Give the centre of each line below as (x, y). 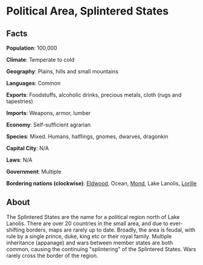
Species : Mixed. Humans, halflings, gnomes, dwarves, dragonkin (87, 136)
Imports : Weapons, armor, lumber (49, 113)
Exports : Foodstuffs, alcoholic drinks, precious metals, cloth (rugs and (94, 95)
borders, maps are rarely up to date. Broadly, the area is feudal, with (111, 230)
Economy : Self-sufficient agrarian (49, 125)
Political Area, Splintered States (88, 11)
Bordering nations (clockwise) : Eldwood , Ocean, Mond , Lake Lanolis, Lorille (101, 183)
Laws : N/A (19, 160)
